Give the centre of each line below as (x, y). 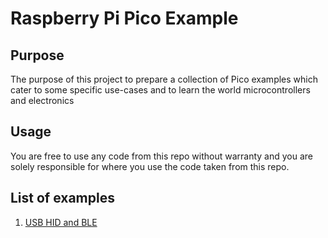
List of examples (62, 198)
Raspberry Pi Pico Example (124, 18)
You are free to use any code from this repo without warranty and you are (162, 156)
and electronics (42, 100)
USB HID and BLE (61, 222)
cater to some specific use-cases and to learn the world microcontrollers (160, 90)
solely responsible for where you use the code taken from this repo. (150, 166)
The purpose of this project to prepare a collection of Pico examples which (164, 79)
